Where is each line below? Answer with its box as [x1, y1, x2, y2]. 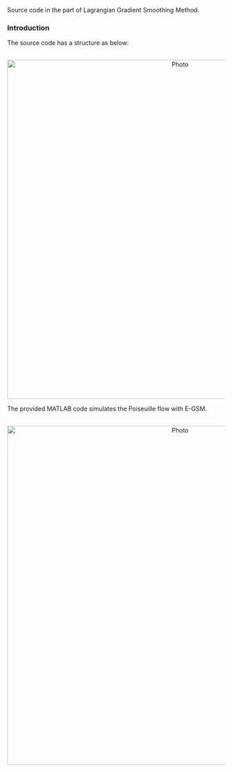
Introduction [7, 23, 50, 32]
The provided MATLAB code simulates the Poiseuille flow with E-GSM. [7, 404, 207, 413]
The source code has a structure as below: [7, 39, 129, 47]
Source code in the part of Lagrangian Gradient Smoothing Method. [7, 6, 200, 14]
